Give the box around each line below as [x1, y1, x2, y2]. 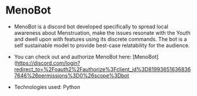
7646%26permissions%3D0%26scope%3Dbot [14, 72, 129, 79]
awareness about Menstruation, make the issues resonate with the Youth [14, 29, 191, 36]
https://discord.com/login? [16, 59, 81, 67]
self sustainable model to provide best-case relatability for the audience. [14, 42, 190, 49]
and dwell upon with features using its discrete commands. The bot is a [14, 35, 188, 42]
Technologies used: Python [14, 83, 81, 90]
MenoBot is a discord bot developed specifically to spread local [14, 23, 169, 30]
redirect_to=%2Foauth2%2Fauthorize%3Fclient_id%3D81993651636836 [14, 65, 191, 72]
